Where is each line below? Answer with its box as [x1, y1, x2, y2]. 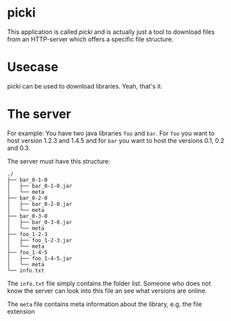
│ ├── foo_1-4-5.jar [7, 255, 72, 262]
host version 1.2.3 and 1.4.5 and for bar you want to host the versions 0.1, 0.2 [7, 136, 225, 144]
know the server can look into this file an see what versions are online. [7, 286, 208, 295]
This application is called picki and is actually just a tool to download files [7, 28, 215, 36]
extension [7, 307, 36, 315]
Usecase [7, 59, 59, 75]
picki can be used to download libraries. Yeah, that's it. [7, 81, 163, 90]
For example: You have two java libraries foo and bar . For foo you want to [7, 129, 215, 137]
